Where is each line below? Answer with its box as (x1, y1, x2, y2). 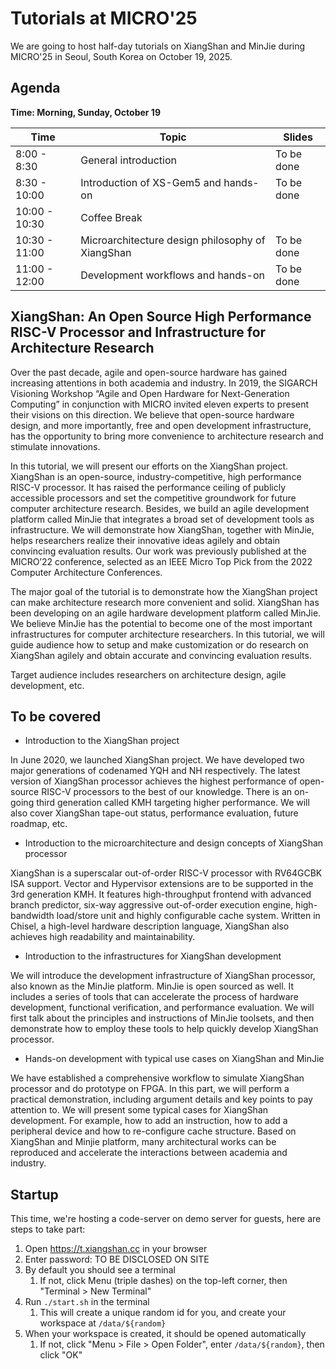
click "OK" (39, 1349, 83, 1361)
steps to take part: (10, 1223, 86, 1236)
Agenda (10, 80, 61, 97)
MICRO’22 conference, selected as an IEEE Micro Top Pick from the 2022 (10, 555, 313, 567)
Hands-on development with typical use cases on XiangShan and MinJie (24, 1053, 325, 1065)
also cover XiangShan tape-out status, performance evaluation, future (10, 807, 299, 819)
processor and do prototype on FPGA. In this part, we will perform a (10, 1083, 290, 1095)
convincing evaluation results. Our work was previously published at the (10, 545, 307, 557)
